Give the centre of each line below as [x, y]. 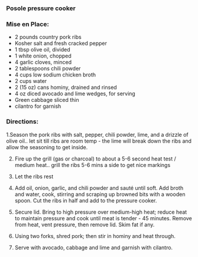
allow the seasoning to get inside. [47, 147]
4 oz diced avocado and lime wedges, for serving [75, 94]
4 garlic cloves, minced [43, 62]
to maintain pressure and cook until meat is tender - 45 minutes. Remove [103, 218]
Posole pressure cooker [41, 8]
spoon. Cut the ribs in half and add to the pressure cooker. [86, 200]
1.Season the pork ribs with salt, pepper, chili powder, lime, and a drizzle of [97, 134]
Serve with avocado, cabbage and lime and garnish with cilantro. [94, 248]
